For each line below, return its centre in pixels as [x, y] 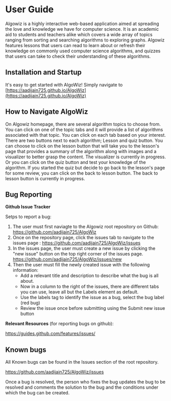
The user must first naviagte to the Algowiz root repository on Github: [86, 227]
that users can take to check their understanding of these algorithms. [78, 56]
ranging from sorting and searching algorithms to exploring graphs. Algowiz [85, 40]
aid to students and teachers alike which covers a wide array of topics [79, 34]
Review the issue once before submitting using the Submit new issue [93, 308]
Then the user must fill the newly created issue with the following [81, 265]
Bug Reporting [29, 194]
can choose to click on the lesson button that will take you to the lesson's [82, 146]
